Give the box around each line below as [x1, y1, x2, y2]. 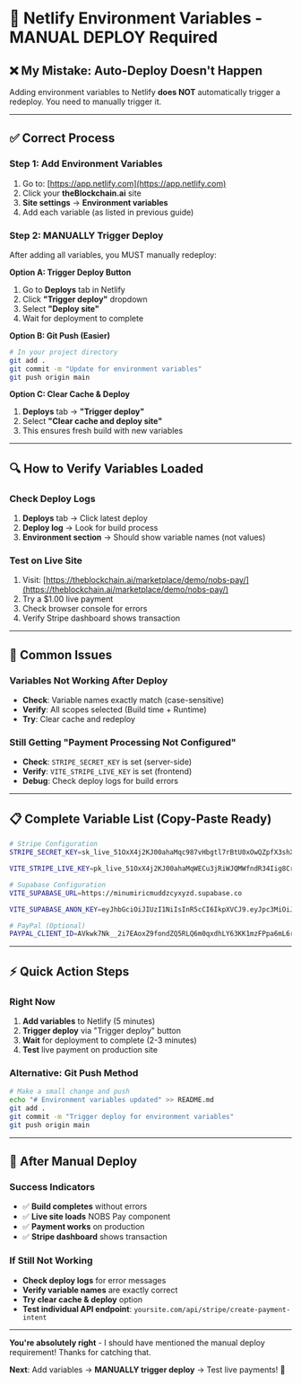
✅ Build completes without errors [21, 1201, 148, 1212]
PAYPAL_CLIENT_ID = [9, 930, 78, 939]
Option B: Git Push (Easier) [9, 330, 110, 340]
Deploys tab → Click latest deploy [21, 513, 148, 524]
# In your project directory [9, 348, 118, 357]
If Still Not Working [9, 1255, 93, 1267]
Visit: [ [21, 575, 47, 586]
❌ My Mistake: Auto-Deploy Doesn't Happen [9, 63, 262, 78]
